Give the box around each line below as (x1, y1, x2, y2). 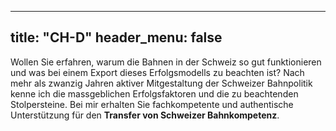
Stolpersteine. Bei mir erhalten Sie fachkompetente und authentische (10, 98, 294, 110)
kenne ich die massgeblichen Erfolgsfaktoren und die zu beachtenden (10, 87, 299, 100)
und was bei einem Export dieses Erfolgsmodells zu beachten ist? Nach (10, 66, 305, 78)
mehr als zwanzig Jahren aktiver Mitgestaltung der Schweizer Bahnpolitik (10, 77, 313, 89)
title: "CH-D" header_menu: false (10, 29, 223, 46)
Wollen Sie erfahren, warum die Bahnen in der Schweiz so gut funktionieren (10, 56, 322, 68)
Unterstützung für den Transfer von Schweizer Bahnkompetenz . (10, 109, 280, 121)
